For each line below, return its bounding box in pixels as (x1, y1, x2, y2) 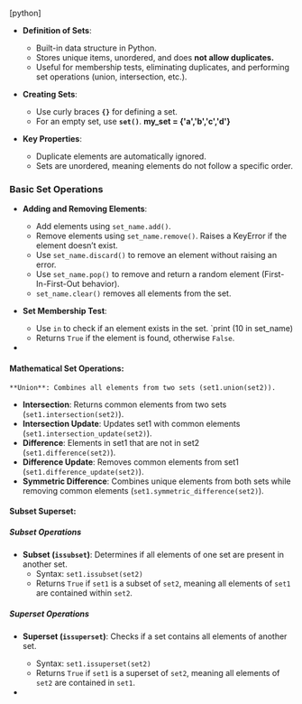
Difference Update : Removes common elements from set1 (22, 456, 239, 468)
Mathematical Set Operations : (9, 363, 124, 374)
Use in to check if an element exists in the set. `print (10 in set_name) (35, 323, 294, 334)
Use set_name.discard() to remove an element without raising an (35, 250, 278, 261)
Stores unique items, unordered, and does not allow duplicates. (35, 52, 275, 62)
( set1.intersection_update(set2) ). (22, 428, 152, 439)
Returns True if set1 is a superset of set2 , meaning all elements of (35, 668, 280, 679)
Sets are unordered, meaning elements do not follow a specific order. (35, 161, 294, 171)
